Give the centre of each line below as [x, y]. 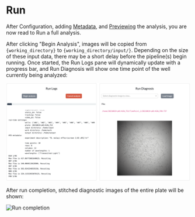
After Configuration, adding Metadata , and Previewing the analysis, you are [96, 26]
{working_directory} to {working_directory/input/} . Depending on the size [97, 50]
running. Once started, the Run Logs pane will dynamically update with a [93, 63]
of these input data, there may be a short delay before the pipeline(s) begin [96, 56]
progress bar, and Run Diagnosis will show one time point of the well [88, 68]
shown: [15, 196]
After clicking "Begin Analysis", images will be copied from [76, 44]
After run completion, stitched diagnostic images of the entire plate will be [95, 190]
